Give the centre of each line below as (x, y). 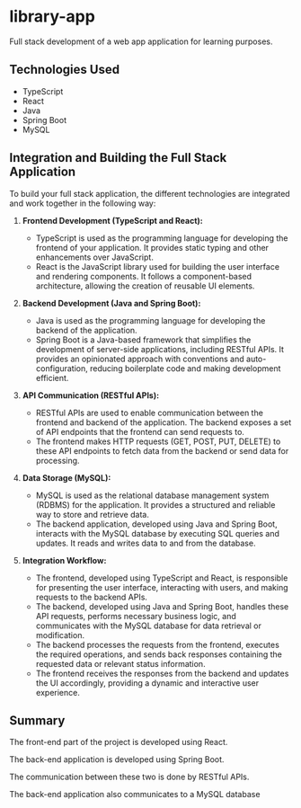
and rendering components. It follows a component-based (144, 276)
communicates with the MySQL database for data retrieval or (149, 626)
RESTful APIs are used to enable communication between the (149, 413)
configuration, (62, 368)
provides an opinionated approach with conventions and (140, 359)
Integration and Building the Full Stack (118, 158)
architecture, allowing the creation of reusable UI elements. (145, 286)
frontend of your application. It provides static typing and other (152, 247)
